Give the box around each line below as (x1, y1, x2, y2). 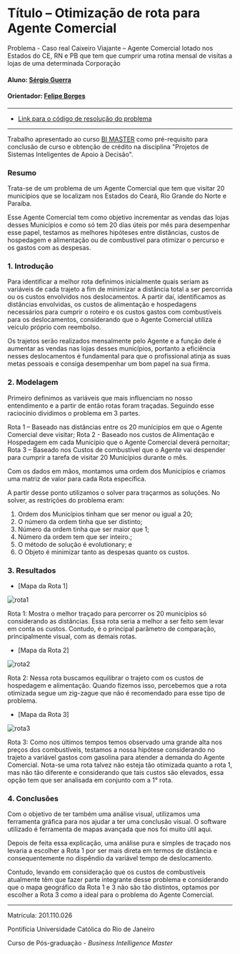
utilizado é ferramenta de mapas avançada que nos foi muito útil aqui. (7, 825, 213, 833)
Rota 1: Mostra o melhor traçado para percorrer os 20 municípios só (7, 609, 207, 618)
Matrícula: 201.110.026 (7, 911, 73, 920)
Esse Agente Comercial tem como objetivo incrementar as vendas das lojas (7, 213, 229, 222)
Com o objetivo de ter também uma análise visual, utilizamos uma (7, 810, 201, 818)
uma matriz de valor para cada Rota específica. (7, 474, 146, 483)
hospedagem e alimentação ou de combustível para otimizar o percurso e (7, 236, 225, 244)
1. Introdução (7, 261, 54, 271)
